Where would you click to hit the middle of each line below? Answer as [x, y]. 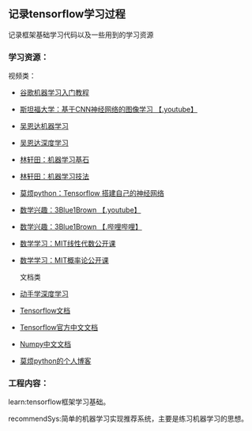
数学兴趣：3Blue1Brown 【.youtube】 [80, 210]
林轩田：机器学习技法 [54, 177]
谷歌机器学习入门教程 [54, 92]
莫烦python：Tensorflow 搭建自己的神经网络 [92, 193]
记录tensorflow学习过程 [67, 14]
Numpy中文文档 [45, 344]
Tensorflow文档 [45, 311]
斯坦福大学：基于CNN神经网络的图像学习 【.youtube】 [108, 110]
